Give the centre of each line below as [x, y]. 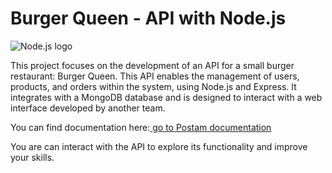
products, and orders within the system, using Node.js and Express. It [153, 86]
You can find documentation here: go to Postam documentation [141, 127]
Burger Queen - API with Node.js [148, 18]
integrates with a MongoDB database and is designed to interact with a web [166, 97]
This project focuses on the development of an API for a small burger [152, 65]
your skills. [32, 157]
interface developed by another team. [88, 108]
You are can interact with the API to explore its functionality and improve [159, 146]
